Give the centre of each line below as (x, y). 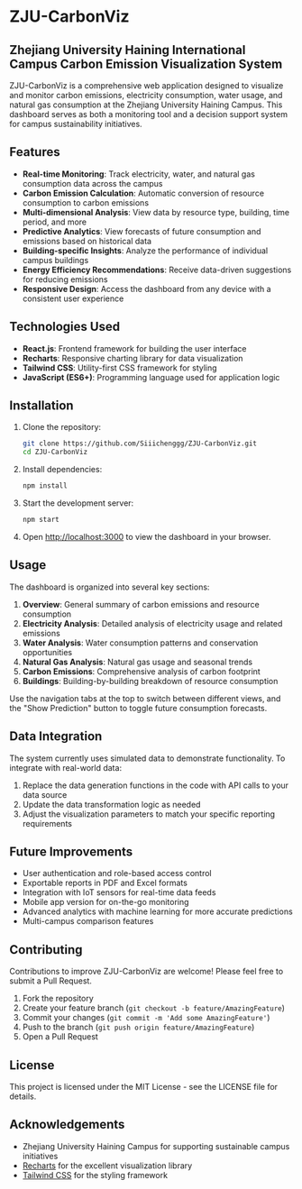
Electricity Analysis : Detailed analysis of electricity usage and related (152, 623)
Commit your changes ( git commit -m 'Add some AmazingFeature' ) (146, 1018)
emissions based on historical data (87, 241)
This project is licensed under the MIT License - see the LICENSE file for (143, 1087)
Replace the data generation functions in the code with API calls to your (156, 785)
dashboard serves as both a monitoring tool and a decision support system (149, 114)
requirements (47, 823)
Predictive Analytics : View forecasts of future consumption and (142, 231)
